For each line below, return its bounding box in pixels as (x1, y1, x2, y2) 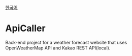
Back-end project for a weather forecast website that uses (5, 39, 127, 45)
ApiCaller (5, 22, 46, 34)
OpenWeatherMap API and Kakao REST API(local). (5, 45, 111, 51)
